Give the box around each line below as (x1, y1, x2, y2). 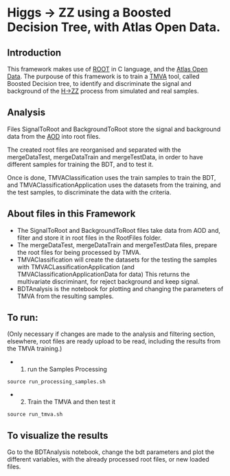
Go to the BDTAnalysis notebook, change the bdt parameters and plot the (7, 448, 215, 456)
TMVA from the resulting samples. (16, 292, 114, 300)
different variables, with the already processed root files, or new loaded (7, 455, 209, 464)
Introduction (7, 47, 62, 58)
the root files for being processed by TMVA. (16, 248, 141, 256)
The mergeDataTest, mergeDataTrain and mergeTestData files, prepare (16, 240, 218, 249)
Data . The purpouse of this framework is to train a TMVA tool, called (7, 72, 200, 80)
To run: (7, 312, 38, 324)
